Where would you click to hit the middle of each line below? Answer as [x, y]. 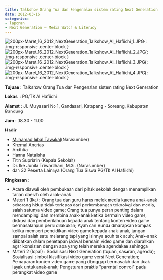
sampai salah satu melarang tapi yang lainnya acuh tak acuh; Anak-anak [84, 236]
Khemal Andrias [28, 145]
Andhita [20, 150]
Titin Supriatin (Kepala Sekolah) [44, 160]
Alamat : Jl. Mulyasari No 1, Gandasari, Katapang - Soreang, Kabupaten [77, 106]
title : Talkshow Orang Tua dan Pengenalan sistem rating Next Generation [81, 9]
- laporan [15, 23]
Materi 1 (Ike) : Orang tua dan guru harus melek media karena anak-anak [84, 200]
